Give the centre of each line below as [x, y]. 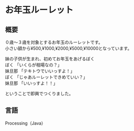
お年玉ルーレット [39, 10]
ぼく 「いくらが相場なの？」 [33, 65]
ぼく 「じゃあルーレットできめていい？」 [46, 77]
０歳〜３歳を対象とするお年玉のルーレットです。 [54, 42]
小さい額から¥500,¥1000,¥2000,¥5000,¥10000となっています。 [68, 48]
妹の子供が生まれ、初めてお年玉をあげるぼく [50, 59]
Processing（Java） [25, 123]
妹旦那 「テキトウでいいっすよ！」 [40, 71]
